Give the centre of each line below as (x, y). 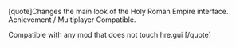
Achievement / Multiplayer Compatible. (72, 20)
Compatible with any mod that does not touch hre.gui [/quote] (110, 35)
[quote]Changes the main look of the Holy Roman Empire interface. (118, 11)
